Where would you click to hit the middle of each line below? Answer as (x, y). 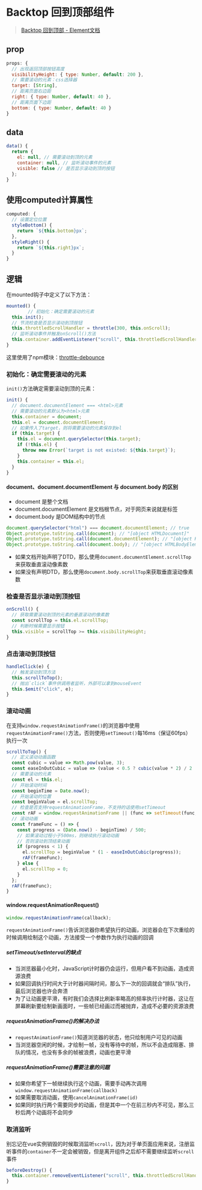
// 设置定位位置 (29, 220)
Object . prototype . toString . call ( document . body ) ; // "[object (84, 545)
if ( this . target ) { (36, 433)
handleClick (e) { (28, 667)
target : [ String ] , (35, 86)
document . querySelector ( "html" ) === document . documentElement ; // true (98, 528)
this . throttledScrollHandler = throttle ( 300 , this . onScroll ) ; (91, 328)
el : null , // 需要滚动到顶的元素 (55, 157)
